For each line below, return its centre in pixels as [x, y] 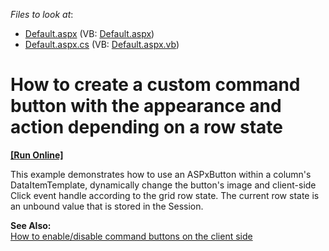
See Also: [31, 225]
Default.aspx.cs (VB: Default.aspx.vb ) [102, 44]
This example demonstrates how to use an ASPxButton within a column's [161, 174]
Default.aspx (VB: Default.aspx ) [89, 33]
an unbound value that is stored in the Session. [107, 206]
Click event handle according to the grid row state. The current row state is [165, 195]
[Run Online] [37, 155]
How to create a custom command [155, 85]
